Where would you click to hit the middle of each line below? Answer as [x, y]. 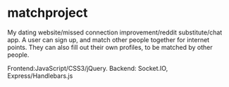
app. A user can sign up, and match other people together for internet [109, 39]
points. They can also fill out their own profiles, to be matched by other [110, 47]
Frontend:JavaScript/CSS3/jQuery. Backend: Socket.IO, [88, 68]
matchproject [48, 13]
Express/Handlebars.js [40, 76]
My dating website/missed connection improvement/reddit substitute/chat [115, 32]
